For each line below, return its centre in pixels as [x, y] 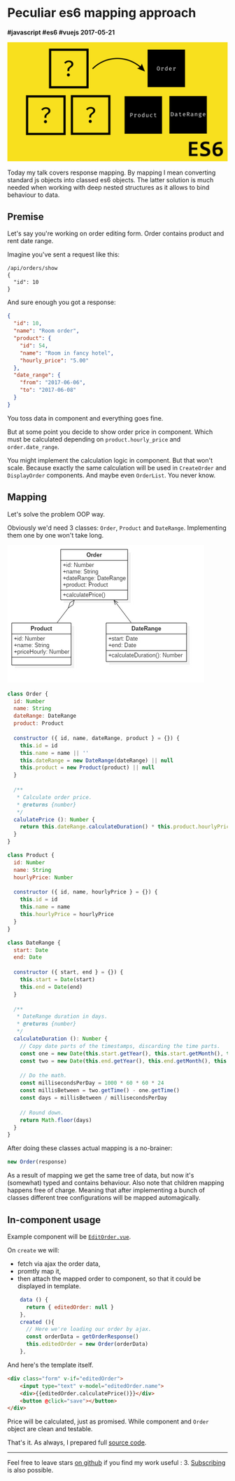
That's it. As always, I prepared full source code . [77, 1442]
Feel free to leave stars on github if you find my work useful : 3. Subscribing [116, 1463]
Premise [26, 217]
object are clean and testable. [50, 1429]
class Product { [31, 855]
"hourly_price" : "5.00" [55, 360]
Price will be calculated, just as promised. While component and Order [108, 1421]
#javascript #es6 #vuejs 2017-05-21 [61, 32]
